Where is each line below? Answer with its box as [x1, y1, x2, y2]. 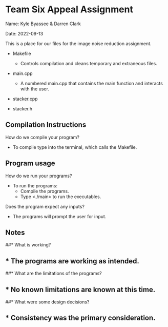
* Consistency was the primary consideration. [5, 314, 156, 322]
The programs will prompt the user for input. [12, 213, 107, 219]
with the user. [20, 86, 50, 92]
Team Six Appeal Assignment [5, 4, 133, 15]
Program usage [5, 159, 55, 168]
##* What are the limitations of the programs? [5, 271, 102, 277]
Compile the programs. [20, 188, 69, 194]
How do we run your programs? [5, 172, 72, 179]
